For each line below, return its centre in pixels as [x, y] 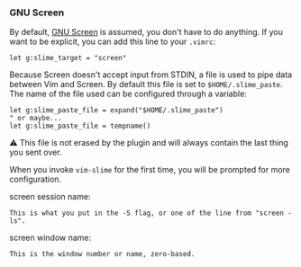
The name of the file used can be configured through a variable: [128, 94]
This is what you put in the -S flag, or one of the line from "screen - [151, 213]
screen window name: [50, 238]
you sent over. [36, 152]
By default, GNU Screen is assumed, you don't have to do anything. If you [146, 32]
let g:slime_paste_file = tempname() [80, 126]
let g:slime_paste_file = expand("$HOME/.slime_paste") [116, 111]
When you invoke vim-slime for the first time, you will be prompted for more [150, 170]
